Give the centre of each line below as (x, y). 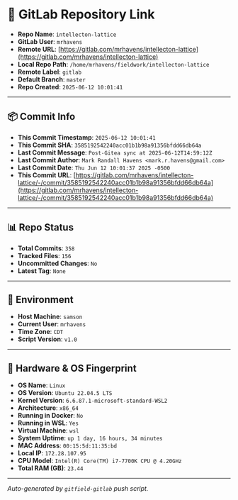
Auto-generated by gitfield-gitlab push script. (78, 489)
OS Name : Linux (41, 385)
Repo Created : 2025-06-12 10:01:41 (70, 87)
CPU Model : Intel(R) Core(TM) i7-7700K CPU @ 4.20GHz (100, 461)
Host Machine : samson (50, 317)
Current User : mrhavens (52, 324)
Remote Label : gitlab (50, 72)
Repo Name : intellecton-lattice (67, 34)
